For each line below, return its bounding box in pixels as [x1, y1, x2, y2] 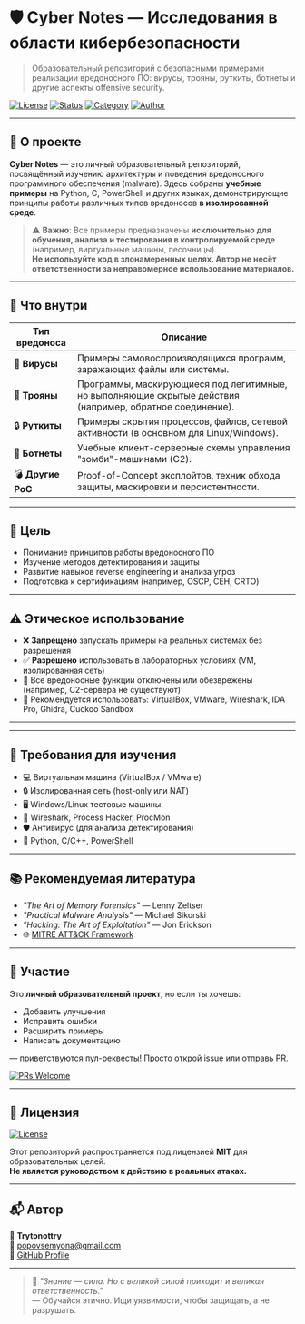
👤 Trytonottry [9, 1230, 62, 1241]
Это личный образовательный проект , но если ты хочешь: [9, 988, 241, 999]
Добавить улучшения [22, 1005, 106, 1017]
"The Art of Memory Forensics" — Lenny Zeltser [22, 900, 204, 911]
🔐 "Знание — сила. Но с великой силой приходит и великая [31, 1276, 265, 1287]
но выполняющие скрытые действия [76, 389, 241, 401]
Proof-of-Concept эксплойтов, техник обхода [76, 469, 280, 482]
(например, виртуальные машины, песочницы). [31, 243, 218, 254]
